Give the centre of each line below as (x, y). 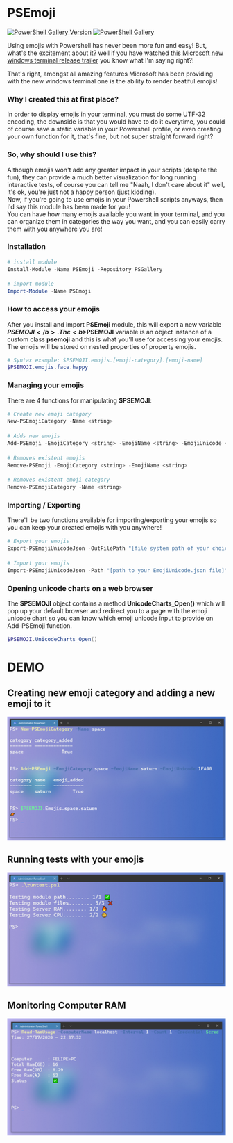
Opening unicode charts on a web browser (80, 588)
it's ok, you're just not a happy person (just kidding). (82, 192)
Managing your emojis (46, 385)
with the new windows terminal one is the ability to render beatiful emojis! (112, 81)
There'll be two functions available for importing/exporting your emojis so (112, 520)
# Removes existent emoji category (59, 480)
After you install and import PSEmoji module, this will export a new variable (114, 324)
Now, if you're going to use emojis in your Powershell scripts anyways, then (115, 199)
